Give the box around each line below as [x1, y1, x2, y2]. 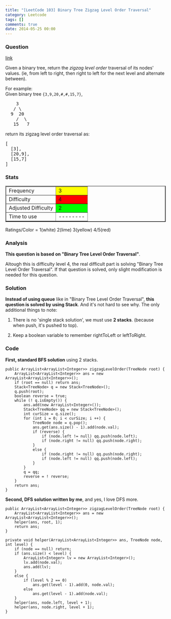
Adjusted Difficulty [9, 204, 53, 211]
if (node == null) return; [14, 546, 72, 552]
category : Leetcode [5, 12, 47, 17]
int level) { [5, 542, 33, 547]
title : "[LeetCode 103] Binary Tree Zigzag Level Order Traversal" [5, 7, 152, 13]
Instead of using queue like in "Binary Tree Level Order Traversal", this [5, 296, 154, 302]
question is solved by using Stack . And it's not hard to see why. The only [5, 302, 160, 308]
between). [5, 76, 27, 82]
